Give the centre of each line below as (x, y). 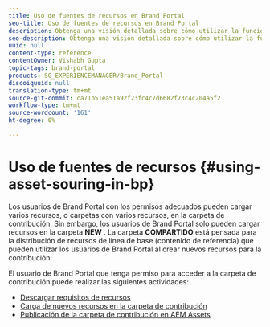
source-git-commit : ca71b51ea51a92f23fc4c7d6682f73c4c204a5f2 (115, 98)
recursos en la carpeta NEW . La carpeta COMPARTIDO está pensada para (133, 232)
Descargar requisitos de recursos (75, 297)
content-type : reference (50, 53)
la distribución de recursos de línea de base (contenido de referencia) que (131, 240)
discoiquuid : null (39, 83)
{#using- (230, 168)
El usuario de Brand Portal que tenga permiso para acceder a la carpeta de (132, 273)
